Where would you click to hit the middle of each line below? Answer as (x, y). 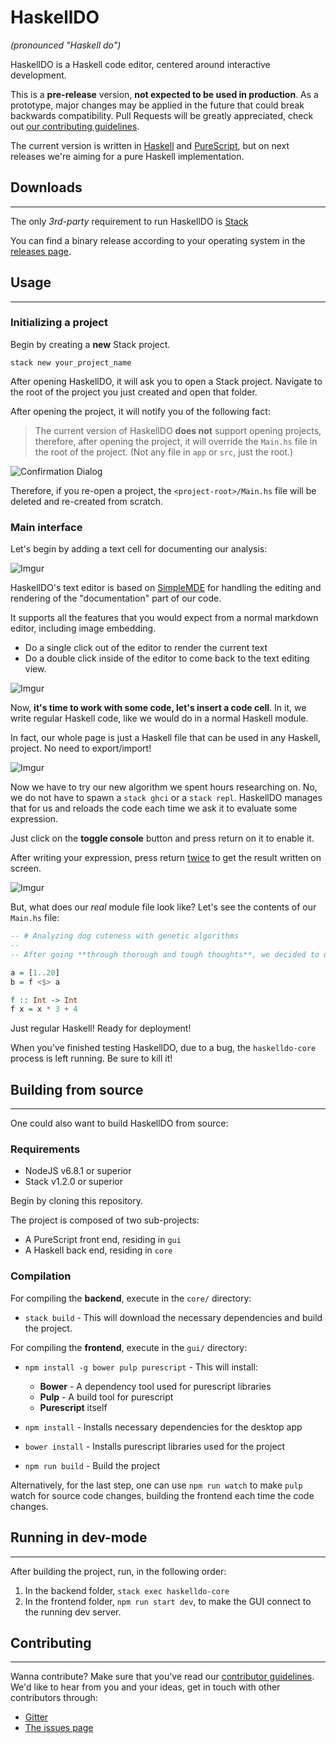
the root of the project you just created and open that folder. (134, 392)
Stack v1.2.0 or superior (73, 1182)
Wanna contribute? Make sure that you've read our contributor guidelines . (162, 1677)
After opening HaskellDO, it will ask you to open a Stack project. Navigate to (166, 381)
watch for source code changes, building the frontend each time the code (162, 1495)
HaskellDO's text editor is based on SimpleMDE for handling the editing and (166, 588)
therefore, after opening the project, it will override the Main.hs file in (176, 441)
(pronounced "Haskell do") (66, 45)
